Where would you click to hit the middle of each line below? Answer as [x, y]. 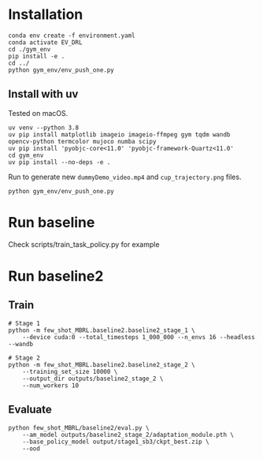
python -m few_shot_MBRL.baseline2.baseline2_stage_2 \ [102, 364]
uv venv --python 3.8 [44, 128]
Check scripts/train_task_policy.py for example [84, 244]
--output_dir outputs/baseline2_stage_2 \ [93, 379]
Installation [46, 15]
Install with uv [43, 94]
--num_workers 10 [51, 385]
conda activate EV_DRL [45, 42]
